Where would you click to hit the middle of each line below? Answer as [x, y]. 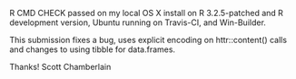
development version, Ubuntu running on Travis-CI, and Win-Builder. [138, 22]
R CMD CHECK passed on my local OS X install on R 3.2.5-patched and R [147, 13]
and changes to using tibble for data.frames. [92, 49]
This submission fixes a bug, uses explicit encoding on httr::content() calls [148, 40]
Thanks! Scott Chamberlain [60, 67]
